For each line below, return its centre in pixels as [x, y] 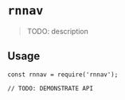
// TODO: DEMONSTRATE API [50, 88]
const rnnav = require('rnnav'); [63, 75]
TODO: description [58, 31]
